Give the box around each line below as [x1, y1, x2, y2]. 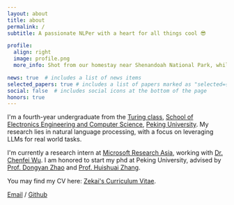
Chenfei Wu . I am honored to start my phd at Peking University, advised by [7, 156, 221, 165]
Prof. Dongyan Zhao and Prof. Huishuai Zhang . [7, 163, 141, 172]
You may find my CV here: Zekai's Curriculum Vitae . [7, 177, 157, 185]
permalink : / [7, 23, 45, 30]
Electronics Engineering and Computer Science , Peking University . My [7, 120, 209, 129]
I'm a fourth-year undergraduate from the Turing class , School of [7, 113, 194, 121]
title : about [7, 17, 45, 24]
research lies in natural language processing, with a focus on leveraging [7, 128, 214, 136]
